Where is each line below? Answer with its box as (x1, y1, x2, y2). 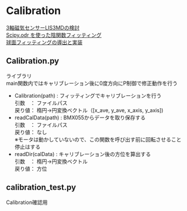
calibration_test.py (6, 182, 77, 192)
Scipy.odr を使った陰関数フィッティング (6, 31, 102, 39)
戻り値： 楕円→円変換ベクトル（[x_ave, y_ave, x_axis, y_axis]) (14, 106, 164, 113)
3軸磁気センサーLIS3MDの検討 (6, 24, 80, 31)
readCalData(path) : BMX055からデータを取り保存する (14, 114, 146, 121)
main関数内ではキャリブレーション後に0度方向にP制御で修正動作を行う (6, 79, 178, 87)
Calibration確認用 (6, 199, 48, 206)
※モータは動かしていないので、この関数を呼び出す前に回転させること (14, 136, 182, 143)
